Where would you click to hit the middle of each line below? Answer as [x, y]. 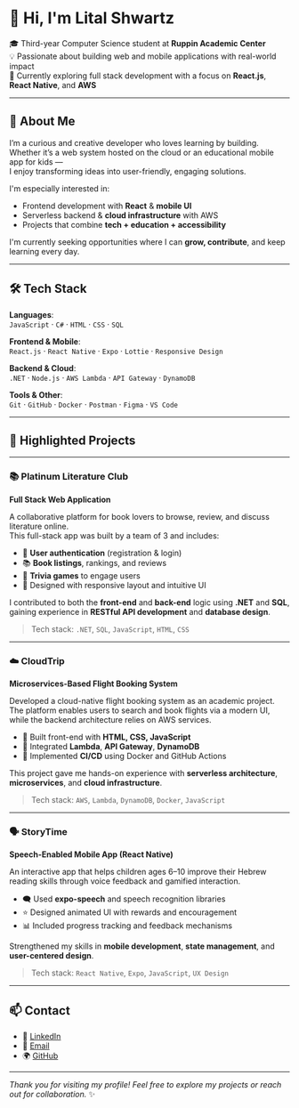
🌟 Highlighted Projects [73, 440]
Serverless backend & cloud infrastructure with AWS [120, 215]
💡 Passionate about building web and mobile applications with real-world [143, 56]
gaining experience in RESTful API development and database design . [140, 611]
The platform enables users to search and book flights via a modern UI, [140, 710]
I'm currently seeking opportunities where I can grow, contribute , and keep [148, 242]
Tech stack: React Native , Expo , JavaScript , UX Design [130, 973]
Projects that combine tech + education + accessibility [124, 224]
